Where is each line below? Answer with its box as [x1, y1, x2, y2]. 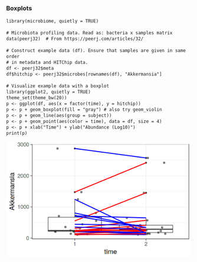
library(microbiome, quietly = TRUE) [6, 18, 99, 24]
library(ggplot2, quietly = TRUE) [6, 89, 91, 95]
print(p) [6, 130, 28, 136]
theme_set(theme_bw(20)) [6, 95, 67, 101]
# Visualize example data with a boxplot [6, 83, 110, 89]
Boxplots [6, 4, 32, 12]
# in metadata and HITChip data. [6, 60, 88, 65]
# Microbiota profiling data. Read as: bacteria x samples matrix [6, 30, 173, 36]
